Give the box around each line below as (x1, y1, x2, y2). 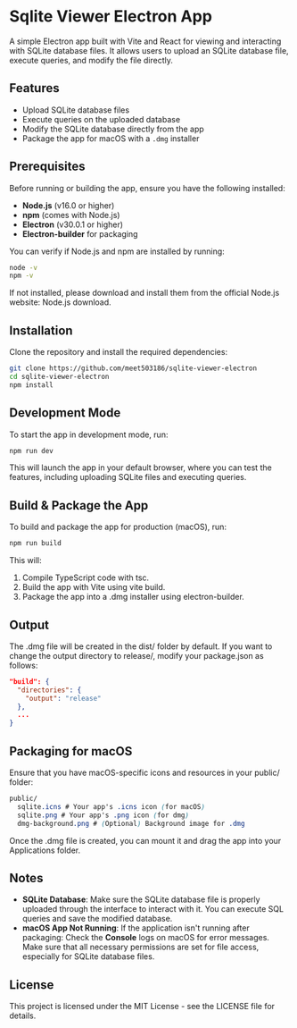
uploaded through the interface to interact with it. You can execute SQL (21, 904, 284, 914)
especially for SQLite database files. (21, 951, 155, 962)
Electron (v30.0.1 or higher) (21, 219, 123, 230)
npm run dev (9, 446, 54, 455)
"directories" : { (17, 686, 82, 695)
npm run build (9, 539, 62, 548)
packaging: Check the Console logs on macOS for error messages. (21, 932, 270, 943)
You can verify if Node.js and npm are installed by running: (9, 246, 225, 257)
